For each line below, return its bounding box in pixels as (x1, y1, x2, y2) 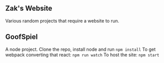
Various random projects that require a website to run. (5, 17, 119, 24)
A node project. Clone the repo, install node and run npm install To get (5, 46, 156, 52)
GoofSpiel (5, 33, 38, 41)
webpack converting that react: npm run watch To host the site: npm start (5, 51, 160, 58)
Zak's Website (5, 4, 52, 13)
